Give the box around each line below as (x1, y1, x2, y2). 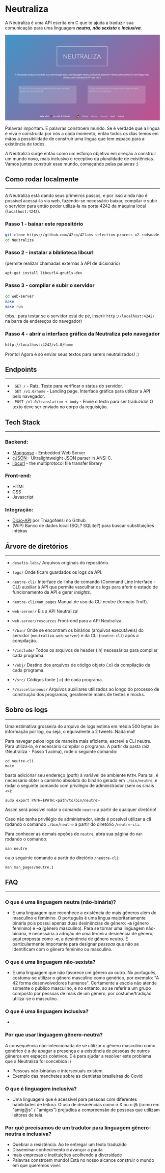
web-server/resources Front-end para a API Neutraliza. (12, 617, 123, 623)
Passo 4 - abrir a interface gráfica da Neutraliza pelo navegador (5, 331, 160, 337)
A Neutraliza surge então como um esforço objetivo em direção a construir (5, 150, 156, 156)
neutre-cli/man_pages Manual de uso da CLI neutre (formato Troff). (12, 598, 148, 605)
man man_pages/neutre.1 (5, 865, 54, 870)
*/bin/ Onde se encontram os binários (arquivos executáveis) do (12, 627, 144, 633)
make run (5, 304, 23, 309)
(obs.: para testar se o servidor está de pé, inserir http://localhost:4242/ (5, 313, 155, 319)
